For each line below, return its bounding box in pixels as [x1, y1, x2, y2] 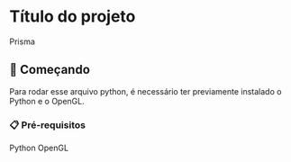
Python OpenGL [9, 142, 69, 154]
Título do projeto [9, 6, 136, 27]
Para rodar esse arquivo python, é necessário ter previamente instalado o [9, 85, 282, 96]
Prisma [9, 36, 36, 47]
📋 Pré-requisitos [9, 119, 86, 131]
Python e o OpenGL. [9, 95, 86, 106]
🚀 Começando [9, 62, 90, 77]
